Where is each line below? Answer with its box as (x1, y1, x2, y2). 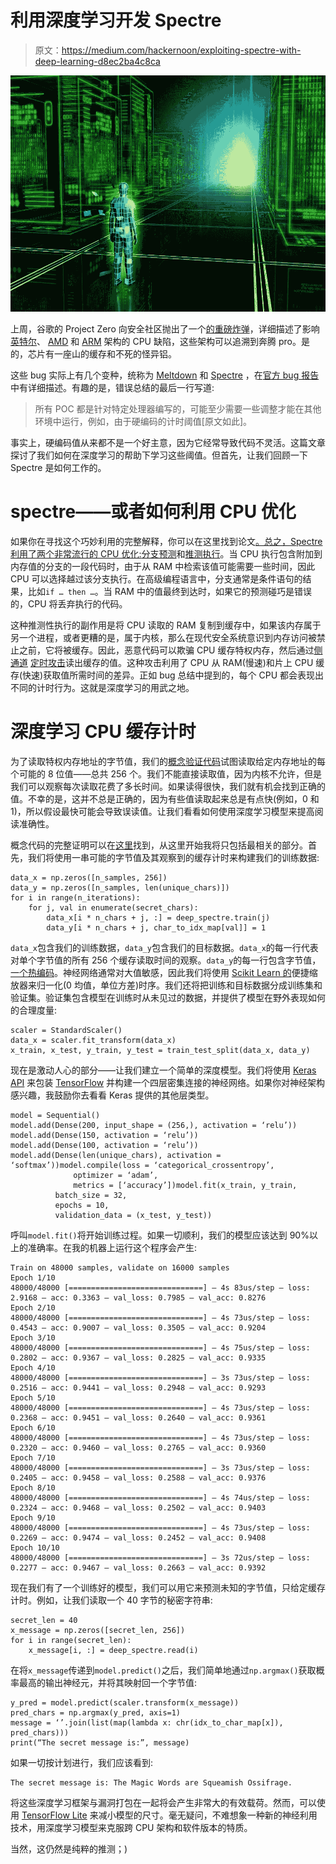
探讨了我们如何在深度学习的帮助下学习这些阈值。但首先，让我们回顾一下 (10, 449, 308, 461)
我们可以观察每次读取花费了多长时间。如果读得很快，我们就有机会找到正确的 (10, 780, 326, 792)
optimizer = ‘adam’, (73, 1170, 159, 1180)
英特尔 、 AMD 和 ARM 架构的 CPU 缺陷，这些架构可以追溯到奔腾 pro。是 (10, 335, 310, 347)
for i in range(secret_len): (10, 1635, 132, 1645)
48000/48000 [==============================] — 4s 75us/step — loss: (10, 1342, 311, 1353)
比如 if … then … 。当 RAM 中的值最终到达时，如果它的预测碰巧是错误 (27, 585, 312, 597)
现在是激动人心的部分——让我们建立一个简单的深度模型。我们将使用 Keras (10, 1064, 317, 1076)
